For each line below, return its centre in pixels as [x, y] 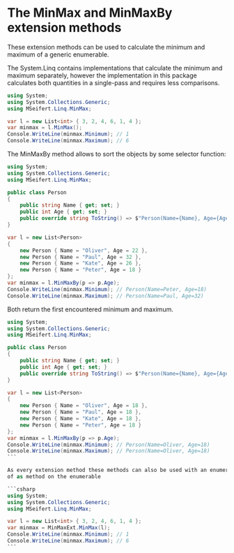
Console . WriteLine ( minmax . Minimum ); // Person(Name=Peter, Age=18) [107, 289]
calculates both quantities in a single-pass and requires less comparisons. [114, 82]
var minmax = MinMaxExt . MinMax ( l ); [59, 528]
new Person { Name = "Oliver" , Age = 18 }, [84, 406]
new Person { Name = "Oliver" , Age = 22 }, [84, 250]
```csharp [22, 489]
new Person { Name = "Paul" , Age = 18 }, [80, 412]
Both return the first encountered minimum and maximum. [91, 309]
